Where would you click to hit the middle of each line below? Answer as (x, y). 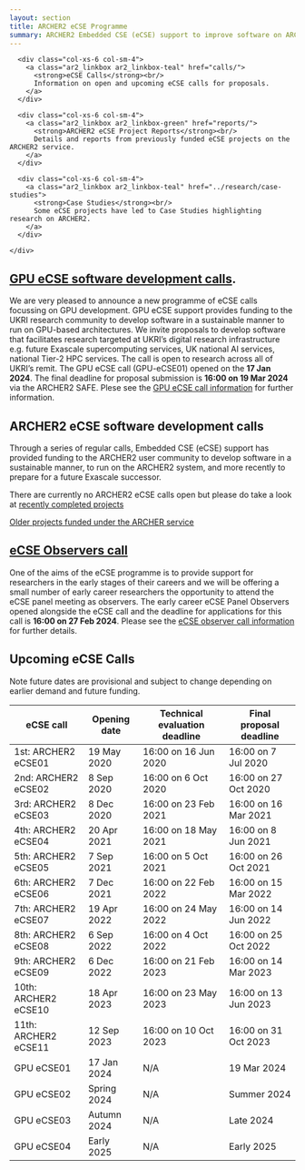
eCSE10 (32, 1010)
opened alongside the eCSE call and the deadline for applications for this (146, 611)
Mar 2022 (250, 893)
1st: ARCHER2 (44, 751)
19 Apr (103, 909)
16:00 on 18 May (180, 829)
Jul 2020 (248, 763)
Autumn (105, 1114)
